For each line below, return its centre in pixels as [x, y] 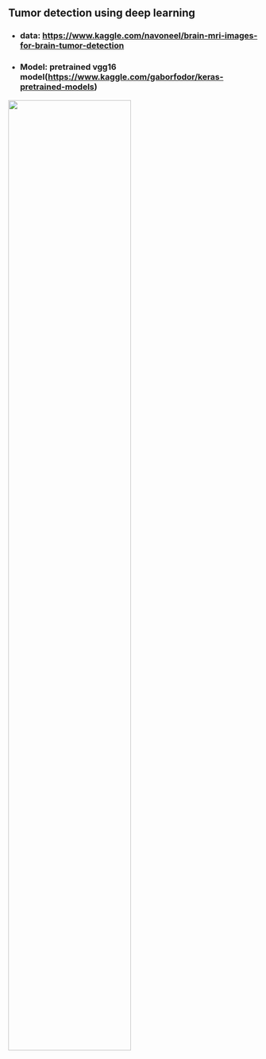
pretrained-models [57, 87]
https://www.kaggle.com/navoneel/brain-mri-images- [150, 36]
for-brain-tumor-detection [72, 45]
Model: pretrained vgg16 [68, 67]
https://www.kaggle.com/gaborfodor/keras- [135, 77]
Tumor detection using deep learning [102, 13]
